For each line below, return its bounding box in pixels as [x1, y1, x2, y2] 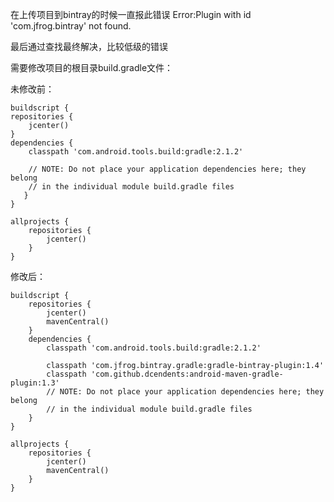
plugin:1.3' [10, 378, 60, 388]
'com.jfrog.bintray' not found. [10, 20, 132, 32]
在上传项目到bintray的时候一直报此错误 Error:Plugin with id [10, 9, 252, 20]
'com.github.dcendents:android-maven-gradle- [90, 369, 284, 379]
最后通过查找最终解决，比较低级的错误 [10, 41, 168, 52]
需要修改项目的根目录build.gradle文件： [10, 62, 174, 73]
